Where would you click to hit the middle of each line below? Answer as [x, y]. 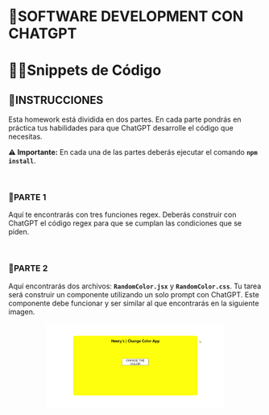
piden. [19, 232]
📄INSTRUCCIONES [56, 100]
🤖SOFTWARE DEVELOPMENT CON [126, 17]
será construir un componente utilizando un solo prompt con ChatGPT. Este [134, 294]
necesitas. [25, 137]
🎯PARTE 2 [28, 268]
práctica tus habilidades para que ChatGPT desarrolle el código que [121, 128]
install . [22, 161]
